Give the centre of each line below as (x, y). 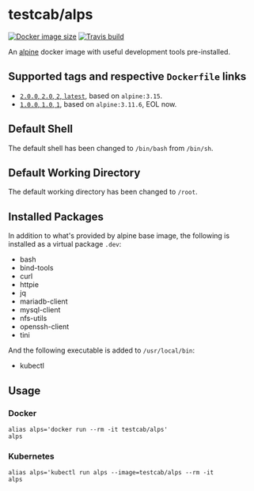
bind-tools (36, 268)
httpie (29, 285)
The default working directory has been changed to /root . (103, 192)
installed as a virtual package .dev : (65, 244)
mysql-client (40, 310)
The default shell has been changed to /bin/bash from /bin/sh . (111, 148)
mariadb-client (44, 301)
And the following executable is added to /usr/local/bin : (102, 350)
